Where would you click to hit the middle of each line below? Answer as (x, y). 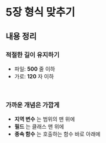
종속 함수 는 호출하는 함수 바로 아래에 (57, 134)
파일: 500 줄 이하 (34, 69)
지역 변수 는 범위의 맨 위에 (45, 119)
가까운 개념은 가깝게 (33, 105)
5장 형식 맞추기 (40, 12)
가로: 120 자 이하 (34, 76)
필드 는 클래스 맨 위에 (39, 127)
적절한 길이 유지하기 (33, 54)
